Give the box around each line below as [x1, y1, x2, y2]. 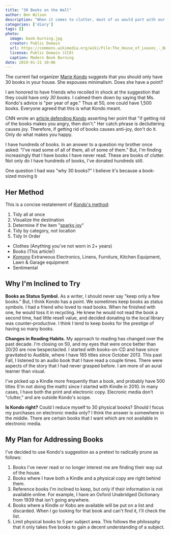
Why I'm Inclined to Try [5, 280, 80, 288]
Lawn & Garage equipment [12, 259, 69, 266]
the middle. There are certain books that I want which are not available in [5, 415, 158, 421]
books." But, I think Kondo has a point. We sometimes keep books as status [5, 298, 163, 305]
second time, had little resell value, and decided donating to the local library [5, 315, 164, 321]
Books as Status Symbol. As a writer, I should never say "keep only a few [5, 293, 160, 299]
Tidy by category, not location [12, 228, 76, 234]
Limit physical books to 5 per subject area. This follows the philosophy [12, 518, 160, 524]
